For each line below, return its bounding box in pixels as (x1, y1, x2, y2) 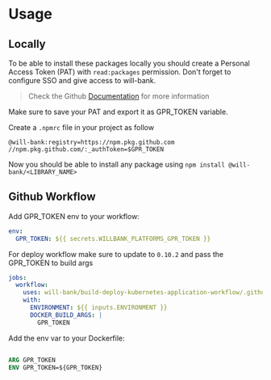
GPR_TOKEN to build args (8, 258, 94, 268)
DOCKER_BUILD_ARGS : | (29, 310, 103, 319)
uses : (23, 289, 42, 297)
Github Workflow (8, 190, 96, 204)
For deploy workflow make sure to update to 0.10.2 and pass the (8, 249, 224, 259)
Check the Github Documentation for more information (27, 91, 210, 101)
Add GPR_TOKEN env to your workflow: (8, 211, 140, 221)
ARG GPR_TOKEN (8, 356, 56, 364)
